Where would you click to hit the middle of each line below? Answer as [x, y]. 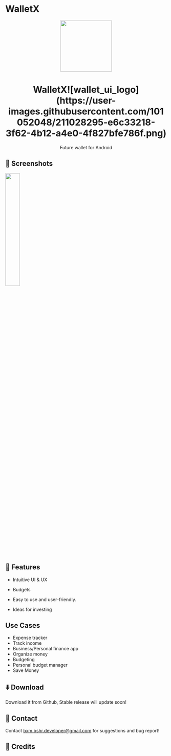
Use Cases [23, 625]
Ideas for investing [32, 609]
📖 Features [23, 567]
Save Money [26, 670]
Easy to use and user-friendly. [45, 599]
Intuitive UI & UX [30, 580]
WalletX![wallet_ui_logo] [86, 90]
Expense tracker [30, 638]
